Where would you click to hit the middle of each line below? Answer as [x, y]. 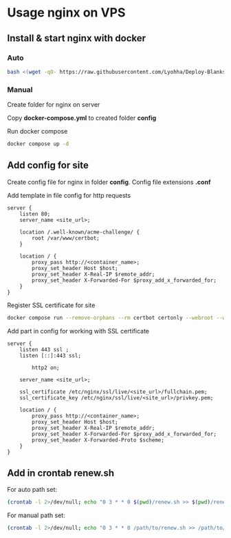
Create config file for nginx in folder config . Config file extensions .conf [109, 182]
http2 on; [46, 368]
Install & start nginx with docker [77, 38]
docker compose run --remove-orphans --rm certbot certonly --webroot [110, 318]
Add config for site [48, 166]
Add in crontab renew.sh [61, 473]
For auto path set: [32, 490]
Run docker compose [37, 132]
